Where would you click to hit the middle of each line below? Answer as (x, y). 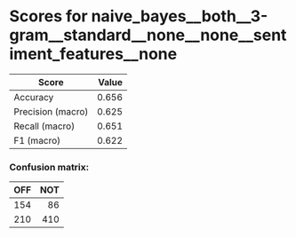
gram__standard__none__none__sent (148, 35)
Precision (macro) (51, 111)
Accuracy (34, 97)
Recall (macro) (44, 126)
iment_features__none (93, 54)
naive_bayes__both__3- (180, 16)
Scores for (48, 16)
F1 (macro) (37, 140)
